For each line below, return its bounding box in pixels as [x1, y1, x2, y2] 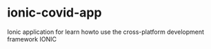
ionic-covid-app [7, 5, 102, 21]
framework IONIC [7, 35, 57, 43]
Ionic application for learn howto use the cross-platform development [7, 28, 205, 36]
